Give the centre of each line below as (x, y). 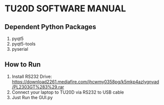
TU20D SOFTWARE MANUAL (65, 9)
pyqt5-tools (23, 44)
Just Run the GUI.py (32, 97)
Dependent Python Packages (51, 27)
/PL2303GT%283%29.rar (38, 87)
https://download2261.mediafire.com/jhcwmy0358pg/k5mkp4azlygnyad (85, 81)
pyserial (20, 49)
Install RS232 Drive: (32, 76)
